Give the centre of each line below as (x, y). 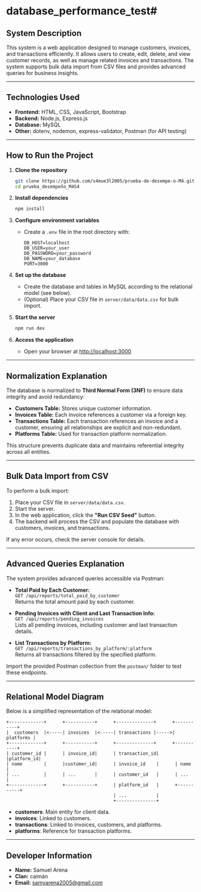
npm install (30, 209)
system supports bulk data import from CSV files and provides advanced (96, 67)
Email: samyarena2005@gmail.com (59, 883)
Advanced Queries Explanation (65, 564)
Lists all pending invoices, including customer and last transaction (96, 625)
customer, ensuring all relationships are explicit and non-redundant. (98, 427)
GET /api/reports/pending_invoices (59, 619)
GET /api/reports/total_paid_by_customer (67, 596)
